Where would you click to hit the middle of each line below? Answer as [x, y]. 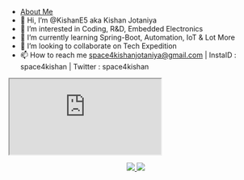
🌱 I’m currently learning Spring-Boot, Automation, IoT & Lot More [128, 37]
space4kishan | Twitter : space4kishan [84, 67]
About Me [37, 12]
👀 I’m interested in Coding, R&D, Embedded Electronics [111, 29]
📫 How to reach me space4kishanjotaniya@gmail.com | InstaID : [128, 55]
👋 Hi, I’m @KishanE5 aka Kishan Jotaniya [88, 20]
